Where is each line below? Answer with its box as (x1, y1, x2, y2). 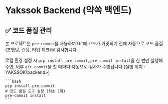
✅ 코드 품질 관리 (5, 26, 52, 35)
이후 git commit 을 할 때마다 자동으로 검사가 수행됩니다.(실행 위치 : (16, 64, 145, 69)
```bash (5, 79, 22, 84)
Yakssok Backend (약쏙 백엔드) (5, 5, 132, 16)
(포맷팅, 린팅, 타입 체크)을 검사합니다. (5, 47, 78, 53)
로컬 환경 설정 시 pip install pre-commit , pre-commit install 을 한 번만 (5, 57, 149, 63)
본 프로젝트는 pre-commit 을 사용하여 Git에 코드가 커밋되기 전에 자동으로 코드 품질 (5, 41, 163, 46)
